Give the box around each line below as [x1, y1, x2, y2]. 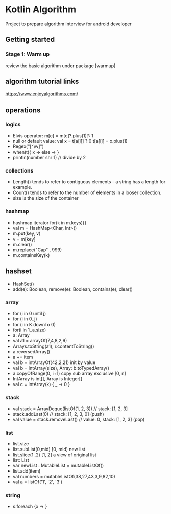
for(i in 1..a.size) [12, 327, 46, 333]
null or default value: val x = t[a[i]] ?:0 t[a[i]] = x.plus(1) [12, 138, 128, 144]
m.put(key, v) [12, 230, 41, 237]
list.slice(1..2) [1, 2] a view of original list [12, 452, 96, 458]
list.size [12, 441, 29, 447]
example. [12, 184, 32, 190]
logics [5, 121, 21, 128]
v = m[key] [12, 235, 36, 242]
